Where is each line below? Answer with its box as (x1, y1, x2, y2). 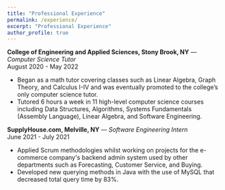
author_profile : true (7, 29, 69, 36)
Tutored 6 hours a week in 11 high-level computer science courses (16, 97, 204, 106)
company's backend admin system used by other (49, 154, 188, 162)
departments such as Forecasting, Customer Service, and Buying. (16, 161, 203, 169)
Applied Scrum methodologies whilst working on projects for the (16, 146, 199, 154)
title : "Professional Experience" (7, 10, 106, 17)
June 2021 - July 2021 (7, 133, 70, 141)
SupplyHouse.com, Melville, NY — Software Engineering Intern (7, 126, 188, 134)
